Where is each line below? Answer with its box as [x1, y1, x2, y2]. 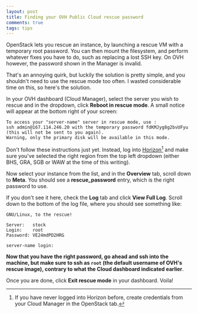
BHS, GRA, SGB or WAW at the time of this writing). [6, 159, 131, 166]
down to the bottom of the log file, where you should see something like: [6, 200, 182, 207]
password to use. [6, 182, 48, 189]
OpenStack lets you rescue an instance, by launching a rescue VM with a [6, 41, 184, 48]
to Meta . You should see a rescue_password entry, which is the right [6, 176, 175, 183]
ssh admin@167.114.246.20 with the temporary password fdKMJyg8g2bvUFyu [6, 124, 189, 130]
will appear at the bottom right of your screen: [6, 108, 118, 115]
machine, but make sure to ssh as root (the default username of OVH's [6, 259, 183, 266]
